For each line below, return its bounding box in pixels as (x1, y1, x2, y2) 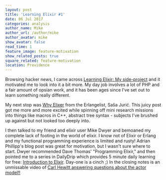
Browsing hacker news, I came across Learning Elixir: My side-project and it (5, 77, 160, 83)
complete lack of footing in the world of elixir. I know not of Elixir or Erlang (5, 133, 156, 139)
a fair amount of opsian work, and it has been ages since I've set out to (5, 87, 150, 93)
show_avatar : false (5, 40, 46, 45)
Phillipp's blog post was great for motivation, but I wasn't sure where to (5, 143, 151, 149)
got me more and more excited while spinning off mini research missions (5, 107, 154, 113)
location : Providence (5, 63, 50, 68)
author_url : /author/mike (5, 30, 58, 35)
